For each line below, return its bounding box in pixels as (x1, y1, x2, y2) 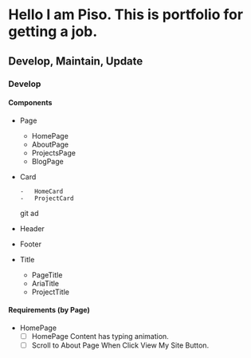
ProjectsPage (31, 148, 76, 157)
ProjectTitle (31, 287, 70, 297)
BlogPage (31, 156, 64, 166)
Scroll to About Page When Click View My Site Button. (31, 340, 210, 350)
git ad (19, 208, 39, 218)
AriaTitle (31, 278, 60, 288)
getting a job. (8, 22, 98, 41)
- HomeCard (19, 187, 64, 195)
